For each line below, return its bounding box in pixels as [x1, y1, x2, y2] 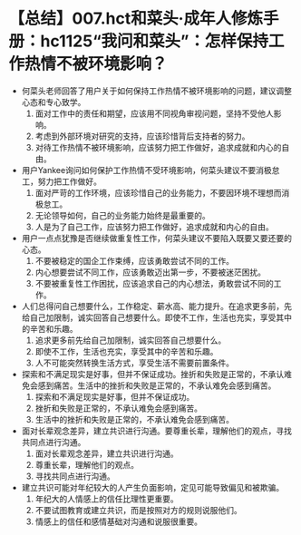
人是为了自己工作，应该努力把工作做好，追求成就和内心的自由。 [34, 221, 274, 232]
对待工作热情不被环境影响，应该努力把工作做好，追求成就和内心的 [34, 141, 282, 152]
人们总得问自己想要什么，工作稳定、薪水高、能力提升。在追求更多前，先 [21, 300, 292, 311]
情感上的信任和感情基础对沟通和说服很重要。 [34, 516, 203, 527]
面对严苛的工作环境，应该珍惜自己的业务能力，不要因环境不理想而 [34, 187, 282, 198]
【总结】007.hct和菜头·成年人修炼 [8, 8, 264, 29]
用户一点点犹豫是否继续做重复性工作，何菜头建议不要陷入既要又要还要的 [21, 232, 292, 243]
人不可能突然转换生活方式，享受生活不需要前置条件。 [34, 357, 235, 368]
